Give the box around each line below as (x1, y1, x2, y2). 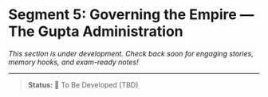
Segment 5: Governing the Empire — (8, 6, 254, 24)
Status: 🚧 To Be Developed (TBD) (27, 80, 139, 89)
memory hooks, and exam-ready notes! (8, 57, 139, 67)
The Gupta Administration (8, 22, 183, 41)
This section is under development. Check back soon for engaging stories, (8, 48, 254, 58)
